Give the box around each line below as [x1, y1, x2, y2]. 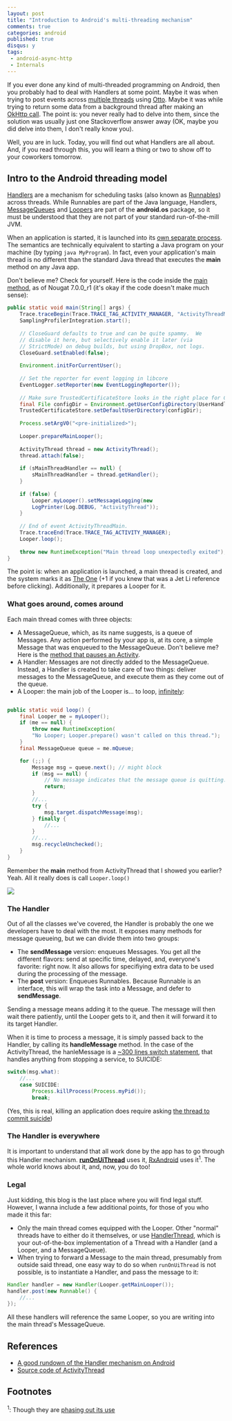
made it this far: [7, 1210, 52, 1219]
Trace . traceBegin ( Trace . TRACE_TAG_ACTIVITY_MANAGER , [19, 311, 175, 318]
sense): [7, 291, 29, 299]
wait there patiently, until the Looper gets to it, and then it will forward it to [7, 1013, 217, 1021]
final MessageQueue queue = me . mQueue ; [19, 745, 135, 752]
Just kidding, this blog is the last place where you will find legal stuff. [7, 1196, 203, 1204]
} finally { [32, 815, 67, 822]
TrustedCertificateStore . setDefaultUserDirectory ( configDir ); [19, 407, 202, 414]
